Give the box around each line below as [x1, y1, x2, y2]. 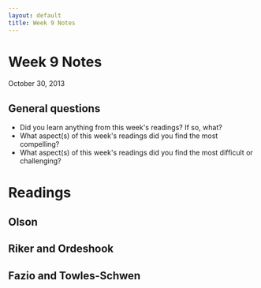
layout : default [8, 11, 62, 20]
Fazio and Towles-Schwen [8, 269, 141, 282]
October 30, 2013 [8, 79, 65, 88]
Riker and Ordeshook [8, 242, 114, 256]
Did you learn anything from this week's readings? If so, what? [19, 123, 222, 133]
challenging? [19, 156, 62, 166]
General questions [8, 102, 101, 115]
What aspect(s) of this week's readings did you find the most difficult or [19, 148, 254, 158]
